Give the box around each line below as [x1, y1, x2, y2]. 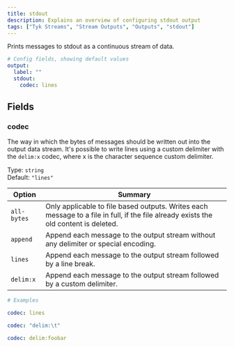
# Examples [7, 297, 39, 304]
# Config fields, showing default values [7, 56, 130, 63]
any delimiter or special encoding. [45, 239, 157, 249]
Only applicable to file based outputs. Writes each [45, 201, 208, 211]
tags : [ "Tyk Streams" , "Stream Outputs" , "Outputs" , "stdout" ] [7, 23, 195, 30]
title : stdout [7, 10, 49, 17]
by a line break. [45, 259, 95, 269]
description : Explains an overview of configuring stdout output [7, 17, 201, 24]
